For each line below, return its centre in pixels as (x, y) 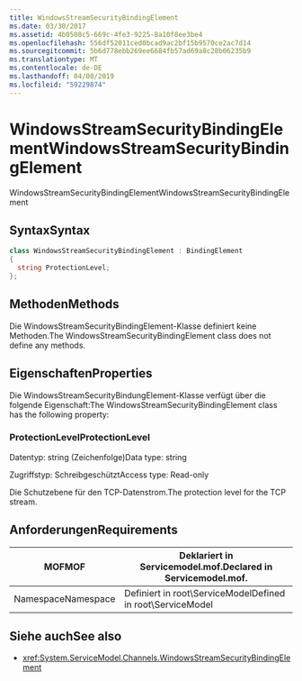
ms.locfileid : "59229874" (58, 85)
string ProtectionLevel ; (64, 268)
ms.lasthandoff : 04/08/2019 (62, 77)
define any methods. (48, 345)
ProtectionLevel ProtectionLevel (80, 438)
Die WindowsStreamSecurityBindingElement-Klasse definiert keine (133, 326)
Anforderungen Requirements (93, 530)
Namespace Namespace (65, 598)
